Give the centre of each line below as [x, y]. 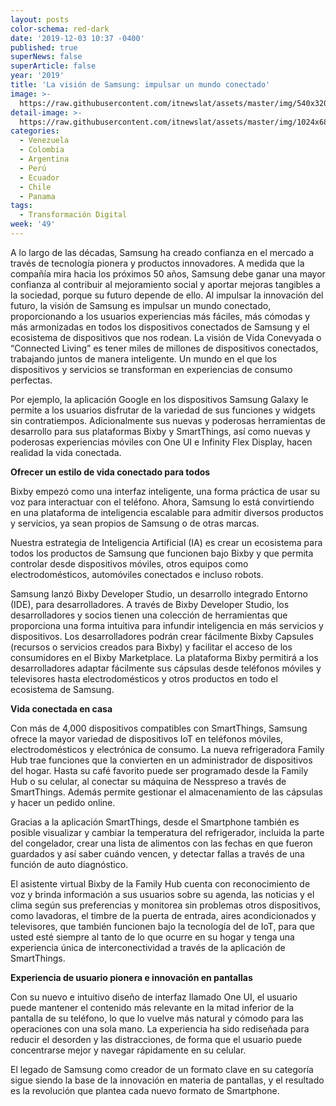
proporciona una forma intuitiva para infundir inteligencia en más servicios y [167, 625]
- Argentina [44, 159]
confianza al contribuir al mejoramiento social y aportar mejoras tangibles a [165, 284]
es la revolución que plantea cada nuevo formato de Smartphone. [145, 1090]
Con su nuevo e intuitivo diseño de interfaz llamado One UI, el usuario [154, 997]
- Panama [37, 196]
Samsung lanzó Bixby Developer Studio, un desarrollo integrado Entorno [159, 593]
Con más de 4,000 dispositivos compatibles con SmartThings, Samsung [159, 728]
